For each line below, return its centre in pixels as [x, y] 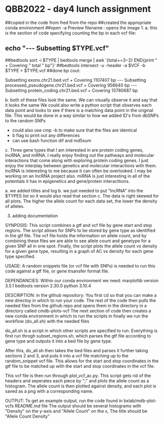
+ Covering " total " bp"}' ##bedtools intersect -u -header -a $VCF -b [75, 65]
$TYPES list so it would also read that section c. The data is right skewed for [82, 196]
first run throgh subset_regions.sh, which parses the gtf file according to [78, 335]
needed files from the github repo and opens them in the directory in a [76, 305]
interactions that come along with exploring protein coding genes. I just [77, 160]
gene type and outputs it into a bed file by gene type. [59, 341]
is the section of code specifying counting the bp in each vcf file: [70, 33]
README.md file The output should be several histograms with [78, 406]
